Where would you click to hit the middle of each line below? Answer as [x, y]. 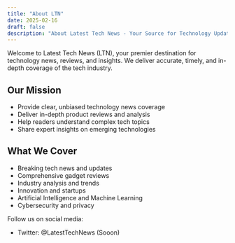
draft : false [26, 27]
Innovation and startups [51, 190]
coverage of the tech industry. [69, 68]
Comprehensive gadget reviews [63, 175]
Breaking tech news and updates [65, 168]
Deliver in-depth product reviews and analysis [84, 114]
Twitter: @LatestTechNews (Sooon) [69, 232]
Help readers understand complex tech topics [84, 122]
